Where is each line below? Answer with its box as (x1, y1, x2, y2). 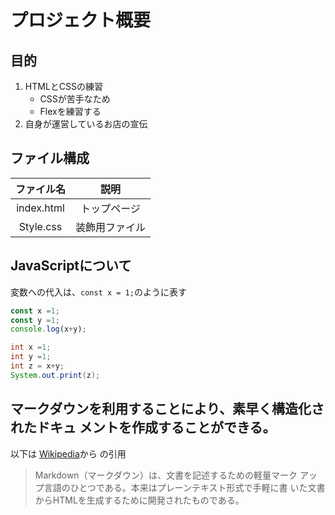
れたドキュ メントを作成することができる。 (10, 419, 277, 436)
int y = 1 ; (10, 352, 52, 362)
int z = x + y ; (10, 361, 65, 371)
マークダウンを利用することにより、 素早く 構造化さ (10, 401, 325, 418)
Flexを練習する (39, 106, 102, 117)
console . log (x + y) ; (10, 324, 87, 335)
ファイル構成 (10, 150, 90, 167)
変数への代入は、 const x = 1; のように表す (10, 286, 187, 298)
